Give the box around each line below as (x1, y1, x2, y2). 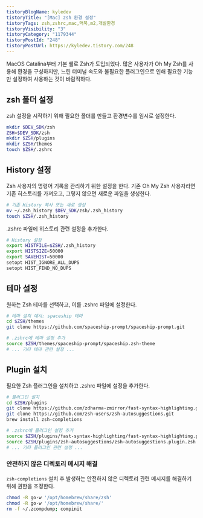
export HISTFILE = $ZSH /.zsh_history (6, 243, 96, 249)
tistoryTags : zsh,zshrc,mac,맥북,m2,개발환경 (6, 20, 115, 26)
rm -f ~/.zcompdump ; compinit (6, 506, 83, 512)
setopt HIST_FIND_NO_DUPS (6, 265, 71, 271)
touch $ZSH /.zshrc (6, 147, 53, 153)
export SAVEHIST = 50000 (6, 254, 63, 260)
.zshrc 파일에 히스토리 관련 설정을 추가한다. (6, 225, 109, 232)
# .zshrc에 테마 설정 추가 (6, 335, 65, 341)
